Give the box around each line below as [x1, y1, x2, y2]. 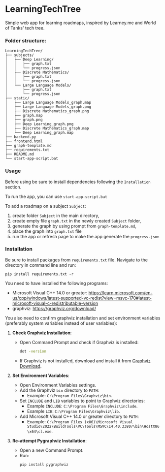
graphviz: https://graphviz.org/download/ [12, 305, 96, 311]
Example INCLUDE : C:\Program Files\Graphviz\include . [27, 403, 138, 409]
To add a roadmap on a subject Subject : [5, 203, 86, 209]
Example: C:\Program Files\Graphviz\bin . [27, 392, 112, 398]
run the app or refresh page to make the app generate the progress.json [12, 233, 160, 239]
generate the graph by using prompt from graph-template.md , [12, 223, 136, 229]
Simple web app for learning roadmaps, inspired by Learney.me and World [5, 20, 156, 26]
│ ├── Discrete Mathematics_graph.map [5, 126, 90, 131]
